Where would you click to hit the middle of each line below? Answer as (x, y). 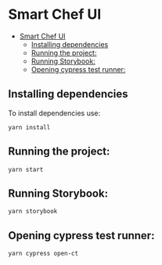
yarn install (29, 127)
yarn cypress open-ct (43, 254)
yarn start (26, 169)
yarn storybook (33, 212)
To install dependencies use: (54, 113)
